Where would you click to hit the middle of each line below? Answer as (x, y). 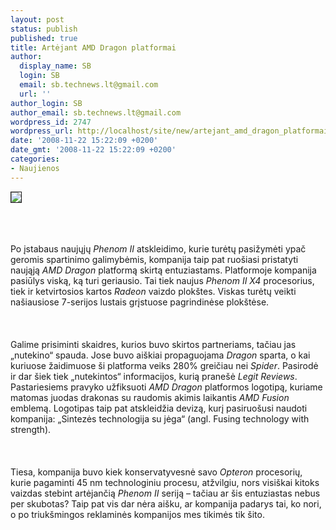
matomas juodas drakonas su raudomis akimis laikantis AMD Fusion (150, 397)
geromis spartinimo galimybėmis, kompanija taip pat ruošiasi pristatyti (154, 259)
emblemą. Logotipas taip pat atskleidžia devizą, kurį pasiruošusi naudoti (159, 408)
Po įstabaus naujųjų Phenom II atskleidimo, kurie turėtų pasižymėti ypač (158, 248)
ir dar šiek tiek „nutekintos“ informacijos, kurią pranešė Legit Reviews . (154, 376)
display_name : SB (55, 66)
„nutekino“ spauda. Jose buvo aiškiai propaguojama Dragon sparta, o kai (160, 355)
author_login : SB (46, 103)
